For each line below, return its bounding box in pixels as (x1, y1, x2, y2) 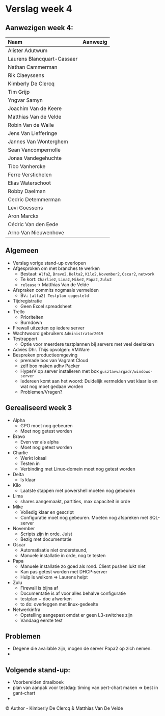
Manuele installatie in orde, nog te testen (20, 552, 106, 558)
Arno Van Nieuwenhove (8, 229, 65, 236)
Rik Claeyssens (8, 72, 44, 79)
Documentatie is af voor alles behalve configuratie (20, 590, 126, 596)
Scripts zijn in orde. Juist (20, 531, 72, 537)
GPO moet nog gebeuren (20, 422, 73, 428)
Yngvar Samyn (8, 97, 43, 103)
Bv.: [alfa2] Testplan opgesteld (20, 292, 89, 298)
